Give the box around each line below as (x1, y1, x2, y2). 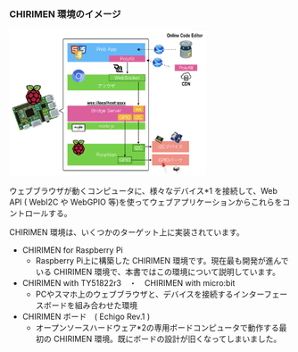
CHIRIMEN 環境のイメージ (9, 7, 121, 20)
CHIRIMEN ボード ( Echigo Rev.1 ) (21, 311, 151, 322)
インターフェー (233, 289, 288, 299)
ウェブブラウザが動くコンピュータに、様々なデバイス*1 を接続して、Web (9, 185, 278, 196)
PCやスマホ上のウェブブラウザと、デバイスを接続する (35, 289, 234, 299)
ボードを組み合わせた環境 (43, 299, 138, 310)
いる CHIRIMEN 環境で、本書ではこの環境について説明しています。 (35, 266, 281, 277)
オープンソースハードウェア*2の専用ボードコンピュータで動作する (35, 322, 279, 332)
